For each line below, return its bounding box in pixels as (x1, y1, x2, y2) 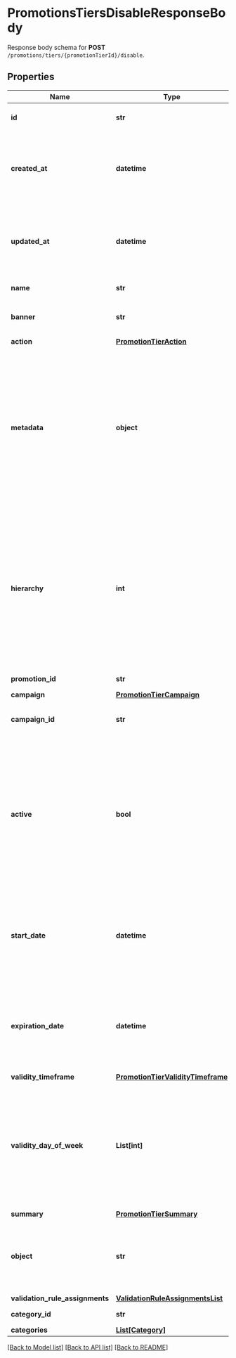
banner (11, 311, 36, 321)
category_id (11, 1309, 51, 1319)
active (11, 809, 32, 819)
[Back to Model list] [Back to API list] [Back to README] (7, 1343, 169, 1351)
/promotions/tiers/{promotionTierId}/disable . (7, 51, 145, 59)
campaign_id (11, 714, 55, 724)
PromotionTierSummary (115, 1209, 198, 1219)
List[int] (115, 1140, 143, 1150)
